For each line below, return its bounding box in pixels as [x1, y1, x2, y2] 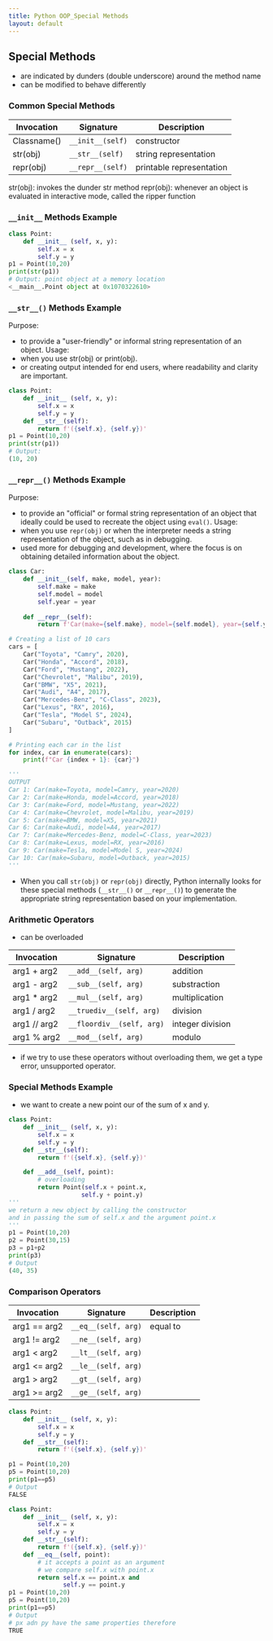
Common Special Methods [8, 100, 115, 112]
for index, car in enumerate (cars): [8, 748, 132, 757]
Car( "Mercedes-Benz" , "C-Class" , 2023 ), [23, 695, 162, 704]
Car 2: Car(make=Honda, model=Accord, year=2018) [8, 793, 180, 801]
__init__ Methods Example [8, 211, 118, 222]
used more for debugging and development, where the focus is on [19, 543, 242, 553]
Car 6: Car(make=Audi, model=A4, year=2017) [8, 823, 162, 831]
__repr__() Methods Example [8, 474, 126, 485]
